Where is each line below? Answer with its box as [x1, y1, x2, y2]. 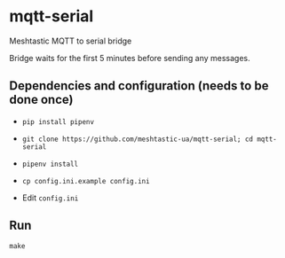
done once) [9, 92, 74, 107]
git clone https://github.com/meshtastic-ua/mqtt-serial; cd [21, 135, 254, 144]
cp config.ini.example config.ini [21, 176, 150, 185]
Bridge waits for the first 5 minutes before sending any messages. [9, 52, 250, 63]
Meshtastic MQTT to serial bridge [9, 35, 132, 46]
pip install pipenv [21, 117, 95, 126]
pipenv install [21, 160, 79, 168]
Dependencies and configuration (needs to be [9, 78, 269, 94]
